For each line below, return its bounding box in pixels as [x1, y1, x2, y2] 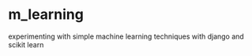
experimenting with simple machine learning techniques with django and [8, 32, 245, 41]
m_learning [8, 6, 85, 24]
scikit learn [8, 39, 44, 49]
